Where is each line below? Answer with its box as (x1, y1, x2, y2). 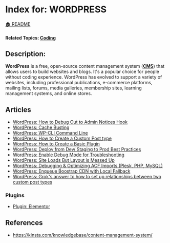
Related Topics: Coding (5, 34, 56, 41)
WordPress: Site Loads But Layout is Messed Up (12, 157, 115, 163)
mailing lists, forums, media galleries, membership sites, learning (5, 85, 142, 91)
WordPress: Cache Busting (12, 124, 70, 130)
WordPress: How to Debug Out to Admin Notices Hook (12, 119, 128, 125)
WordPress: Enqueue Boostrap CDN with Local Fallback (12, 168, 131, 174)
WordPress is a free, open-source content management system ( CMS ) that (5, 63, 165, 69)
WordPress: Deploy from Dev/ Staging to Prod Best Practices (12, 146, 141, 153)
